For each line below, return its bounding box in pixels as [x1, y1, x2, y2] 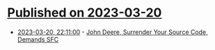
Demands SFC [17, 35, 59, 43]
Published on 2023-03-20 [7, 5, 162, 21]
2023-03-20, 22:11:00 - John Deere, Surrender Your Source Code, [17, 28, 208, 36]
